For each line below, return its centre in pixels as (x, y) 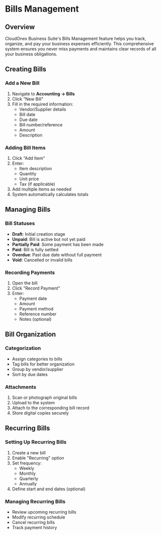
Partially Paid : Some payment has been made (58, 244)
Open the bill (25, 283)
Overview (20, 27)
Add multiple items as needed (42, 189)
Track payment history (34, 527)
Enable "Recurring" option (38, 458)
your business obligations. (31, 54)
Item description (36, 168)
